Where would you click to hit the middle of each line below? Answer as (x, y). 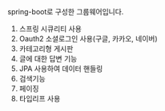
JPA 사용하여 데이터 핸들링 (61, 69)
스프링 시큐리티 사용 (50, 29)
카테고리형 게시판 (46, 49)
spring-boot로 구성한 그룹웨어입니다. (66, 12)
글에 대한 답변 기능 (48, 59)
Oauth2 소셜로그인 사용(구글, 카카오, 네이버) (88, 39)
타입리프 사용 (40, 99)
